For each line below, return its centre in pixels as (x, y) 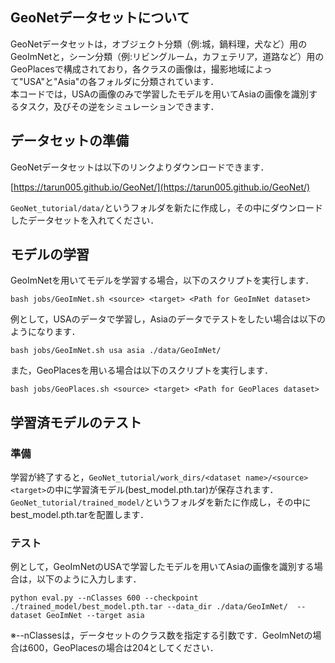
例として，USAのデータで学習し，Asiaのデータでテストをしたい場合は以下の (168, 319)
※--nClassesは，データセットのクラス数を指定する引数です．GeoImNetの (161, 635)
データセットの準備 (69, 141)
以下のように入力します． (89, 579)
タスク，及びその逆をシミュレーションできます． (119, 106)
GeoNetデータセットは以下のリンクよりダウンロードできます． (140, 167)
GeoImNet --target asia (95, 616)
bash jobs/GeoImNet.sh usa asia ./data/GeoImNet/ (116, 351)
